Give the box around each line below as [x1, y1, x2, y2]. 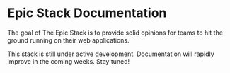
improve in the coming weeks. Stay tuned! [7, 57, 130, 65]
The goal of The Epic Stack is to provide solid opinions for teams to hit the [7, 28, 223, 37]
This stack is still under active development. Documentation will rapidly [7, 50, 214, 58]
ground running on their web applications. [7, 35, 130, 44]
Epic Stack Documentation [7, 5, 167, 21]
